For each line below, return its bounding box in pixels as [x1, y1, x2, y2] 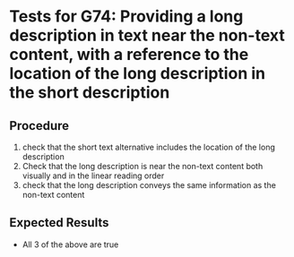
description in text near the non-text [9, 25, 285, 46]
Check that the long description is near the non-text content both [22, 161, 264, 171]
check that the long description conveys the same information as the [22, 180, 276, 190]
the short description [9, 82, 170, 103]
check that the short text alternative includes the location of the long [22, 141, 276, 152]
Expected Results [9, 215, 109, 230]
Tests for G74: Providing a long [9, 6, 244, 27]
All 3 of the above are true [22, 239, 119, 250]
